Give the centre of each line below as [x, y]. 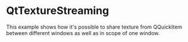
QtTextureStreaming [58, 11]
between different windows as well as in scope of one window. [83, 33]
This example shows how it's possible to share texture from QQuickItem [94, 27]
